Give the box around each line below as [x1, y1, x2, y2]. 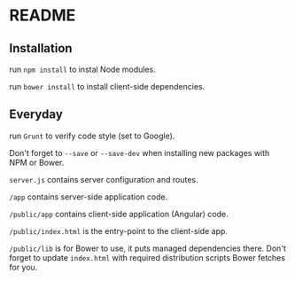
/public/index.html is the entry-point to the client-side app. [9, 225, 229, 236]
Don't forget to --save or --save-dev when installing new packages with [9, 147, 270, 158]
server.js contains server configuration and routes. [9, 174, 198, 184]
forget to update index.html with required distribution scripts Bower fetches [9, 252, 286, 262]
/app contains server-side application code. [9, 191, 168, 202]
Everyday [9, 107, 64, 122]
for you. [9, 261, 38, 272]
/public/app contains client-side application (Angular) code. [9, 208, 229, 219]
